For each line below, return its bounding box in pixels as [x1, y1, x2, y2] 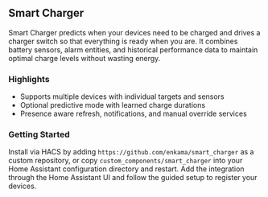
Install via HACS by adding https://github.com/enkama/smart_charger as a [8, 147, 254, 157]
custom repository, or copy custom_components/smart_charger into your [8, 156, 243, 166]
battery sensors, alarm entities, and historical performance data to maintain [8, 44, 258, 55]
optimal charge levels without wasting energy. [8, 53, 161, 63]
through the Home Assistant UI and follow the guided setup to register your [8, 173, 258, 183]
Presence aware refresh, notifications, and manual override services [19, 109, 247, 119]
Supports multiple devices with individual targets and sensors [19, 92, 225, 101]
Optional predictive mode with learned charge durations [19, 101, 206, 110]
